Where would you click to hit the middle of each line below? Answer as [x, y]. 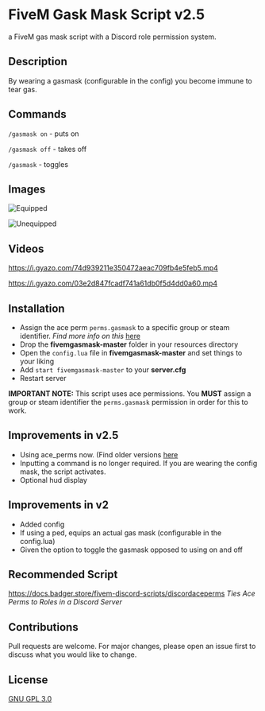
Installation [36, 308]
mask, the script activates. [63, 472]
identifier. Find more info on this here [80, 336]
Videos [26, 249]
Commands [38, 114]
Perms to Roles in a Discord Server [65, 602]
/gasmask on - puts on [44, 134]
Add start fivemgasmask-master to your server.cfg [103, 370]
